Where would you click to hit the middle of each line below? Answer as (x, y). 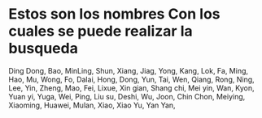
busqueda (44, 48)
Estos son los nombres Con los (115, 14)
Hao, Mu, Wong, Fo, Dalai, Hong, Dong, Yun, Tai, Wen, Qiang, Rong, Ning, (131, 79)
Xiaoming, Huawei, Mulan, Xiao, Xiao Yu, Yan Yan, (92, 105)
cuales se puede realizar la (100, 31)
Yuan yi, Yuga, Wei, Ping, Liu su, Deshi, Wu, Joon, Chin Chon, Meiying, (127, 96)
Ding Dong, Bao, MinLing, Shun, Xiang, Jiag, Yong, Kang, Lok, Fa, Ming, (129, 70)
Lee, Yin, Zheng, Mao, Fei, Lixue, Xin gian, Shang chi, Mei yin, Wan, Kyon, (131, 88)
